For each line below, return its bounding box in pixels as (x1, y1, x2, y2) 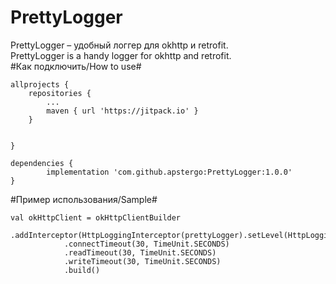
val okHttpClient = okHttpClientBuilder (10, 212, 182, 223)
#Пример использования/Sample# (10, 193, 158, 205)
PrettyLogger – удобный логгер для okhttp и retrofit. (10, 39, 229, 51)
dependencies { (10, 158, 74, 168)
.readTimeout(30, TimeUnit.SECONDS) (63, 247, 217, 258)
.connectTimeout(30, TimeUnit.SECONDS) (63, 239, 230, 249)
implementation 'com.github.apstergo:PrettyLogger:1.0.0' (46, 167, 293, 177)
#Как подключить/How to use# (10, 60, 142, 72)
